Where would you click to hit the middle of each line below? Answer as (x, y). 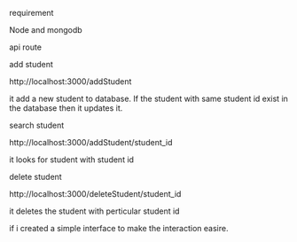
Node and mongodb (46, 30)
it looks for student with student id (72, 160)
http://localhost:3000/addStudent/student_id (91, 142)
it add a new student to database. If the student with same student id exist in (148, 98)
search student (37, 125)
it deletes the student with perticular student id (94, 211)
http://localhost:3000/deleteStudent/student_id (95, 194)
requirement (31, 13)
